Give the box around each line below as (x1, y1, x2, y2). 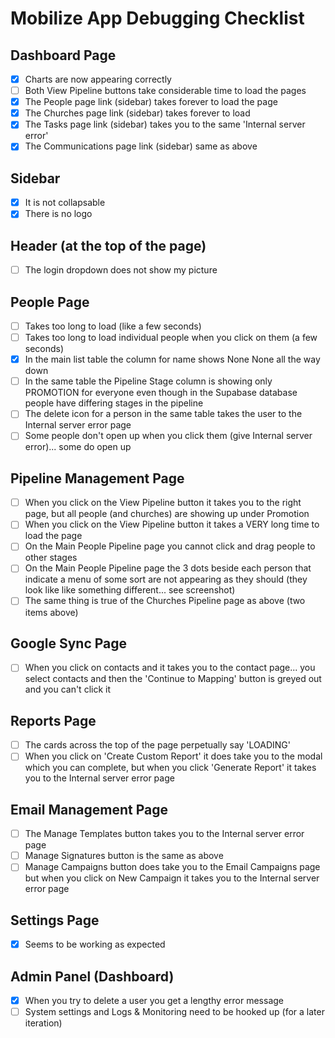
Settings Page (10, 912, 100, 929)
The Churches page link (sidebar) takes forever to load (24, 107, 251, 119)
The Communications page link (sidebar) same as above (24, 140, 258, 152)
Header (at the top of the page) (10, 237, 207, 254)
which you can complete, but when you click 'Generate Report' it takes (24, 762, 317, 774)
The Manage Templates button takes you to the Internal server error (24, 828, 305, 840)
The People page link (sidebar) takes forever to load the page (24, 96, 278, 108)
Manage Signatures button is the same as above (24, 850, 224, 862)
